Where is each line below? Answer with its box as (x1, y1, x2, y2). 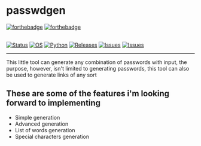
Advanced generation (14, 120, 69, 127)
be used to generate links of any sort (6, 71, 97, 78)
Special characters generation (14, 133, 90, 140)
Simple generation (14, 114, 60, 121)
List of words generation (14, 126, 76, 133)
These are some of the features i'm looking (6, 89, 169, 99)
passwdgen (6, 4, 66, 17)
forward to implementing (6, 98, 100, 108)
